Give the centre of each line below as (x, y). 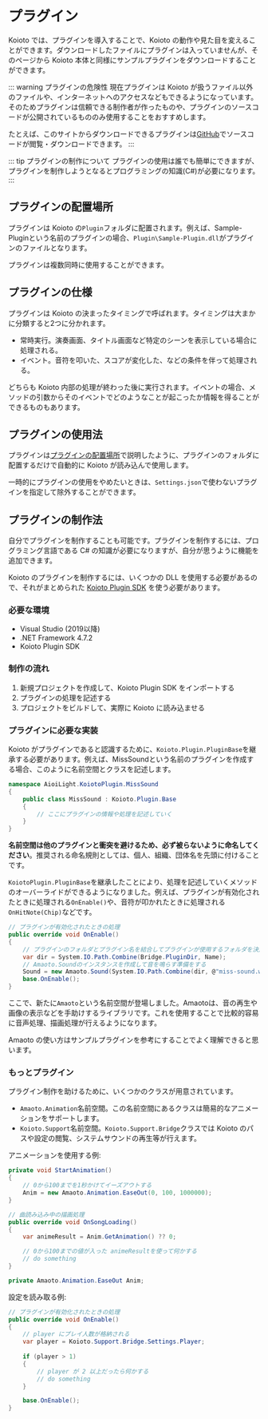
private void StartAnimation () (60, 1171)
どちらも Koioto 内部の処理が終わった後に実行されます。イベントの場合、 (129, 387)
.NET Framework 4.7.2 (56, 638)
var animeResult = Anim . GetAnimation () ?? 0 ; (100, 1237)
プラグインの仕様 (50, 292)
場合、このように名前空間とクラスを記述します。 (95, 769)
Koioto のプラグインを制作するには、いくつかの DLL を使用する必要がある (130, 578)
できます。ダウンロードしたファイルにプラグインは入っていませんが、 (137, 50)
